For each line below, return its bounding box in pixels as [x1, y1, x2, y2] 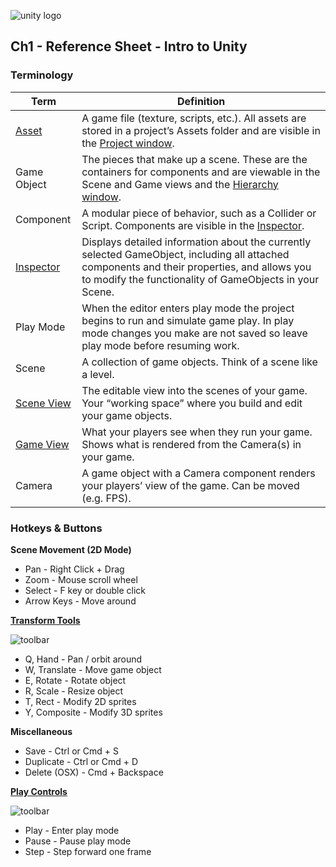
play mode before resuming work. [81, 338, 240, 352]
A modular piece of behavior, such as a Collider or [81, 206, 317, 220]
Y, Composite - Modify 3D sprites [24, 706, 163, 718]
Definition [176, 94, 226, 108]
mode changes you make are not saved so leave [81, 326, 308, 340]
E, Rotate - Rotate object [24, 674, 127, 686]
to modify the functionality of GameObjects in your [81, 272, 320, 286]
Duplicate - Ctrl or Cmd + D [24, 755, 138, 767]
